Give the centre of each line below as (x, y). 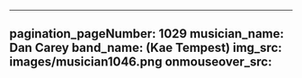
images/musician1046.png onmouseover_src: (141, 62)
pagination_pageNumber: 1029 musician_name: (147, 34)
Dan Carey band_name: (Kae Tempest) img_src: (146, 48)
